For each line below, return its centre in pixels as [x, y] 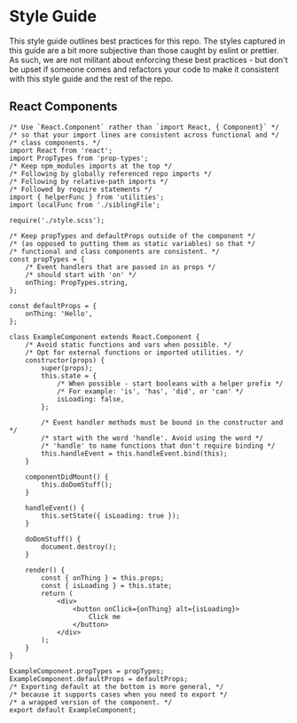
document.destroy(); [79, 547]
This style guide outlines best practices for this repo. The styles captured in [147, 41]
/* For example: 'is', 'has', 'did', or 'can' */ [150, 391]
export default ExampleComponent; [73, 710]
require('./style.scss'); [57, 220]
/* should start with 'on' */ [81, 274]
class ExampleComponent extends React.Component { [105, 337]
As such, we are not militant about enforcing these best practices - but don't [148, 60]
